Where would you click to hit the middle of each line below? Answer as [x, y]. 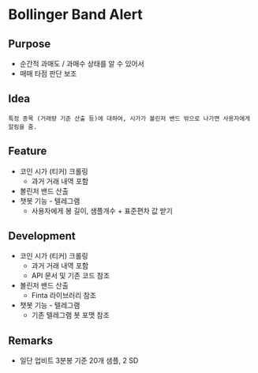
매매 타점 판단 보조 [48, 73]
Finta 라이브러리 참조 [64, 296]
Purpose [30, 44]
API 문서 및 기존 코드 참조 [71, 276]
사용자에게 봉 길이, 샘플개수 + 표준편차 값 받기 [102, 210]
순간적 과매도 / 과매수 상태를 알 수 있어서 [82, 64]
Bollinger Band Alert [76, 15]
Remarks [31, 340]
